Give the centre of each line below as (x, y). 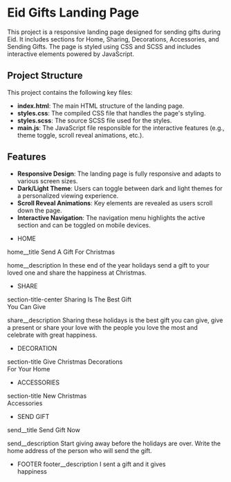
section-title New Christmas (47, 396)
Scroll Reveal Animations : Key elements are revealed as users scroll (115, 203)
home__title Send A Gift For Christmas (61, 252)
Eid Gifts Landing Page (73, 13)
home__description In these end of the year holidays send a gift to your (108, 265)
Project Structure (45, 76)
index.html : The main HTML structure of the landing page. (101, 106)
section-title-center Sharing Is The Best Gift (69, 299)
